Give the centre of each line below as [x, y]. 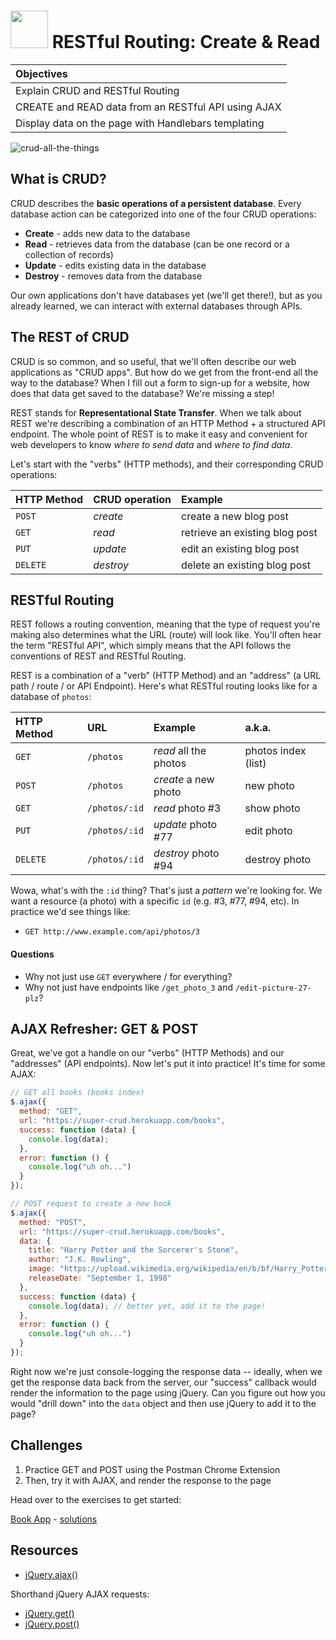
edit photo [268, 831]
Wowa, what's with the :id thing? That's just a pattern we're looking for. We [166, 891]
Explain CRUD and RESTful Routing [97, 90]
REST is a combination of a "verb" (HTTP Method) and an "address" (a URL [166, 676]
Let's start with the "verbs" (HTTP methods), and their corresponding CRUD [167, 464]
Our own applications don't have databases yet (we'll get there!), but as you [166, 295]
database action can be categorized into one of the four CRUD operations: [163, 214]
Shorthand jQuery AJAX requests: [80, 1594]
